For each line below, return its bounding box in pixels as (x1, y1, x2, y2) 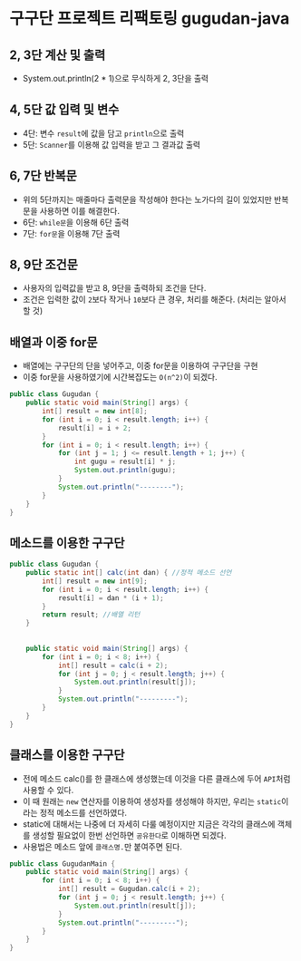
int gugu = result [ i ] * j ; (73, 457, 177, 467)
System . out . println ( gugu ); (73, 466, 177, 475)
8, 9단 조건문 (9, 257, 79, 273)
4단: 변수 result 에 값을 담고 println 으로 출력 (22, 128, 185, 139)
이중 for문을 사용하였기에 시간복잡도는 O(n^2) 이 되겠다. (22, 372, 218, 383)
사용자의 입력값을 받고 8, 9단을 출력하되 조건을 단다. (22, 283, 207, 294)
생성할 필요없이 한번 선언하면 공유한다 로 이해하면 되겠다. (32, 830, 227, 840)
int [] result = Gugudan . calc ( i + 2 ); (57, 885, 201, 894)
